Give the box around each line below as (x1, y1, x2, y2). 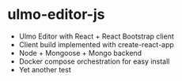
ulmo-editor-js (7, 6, 105, 24)
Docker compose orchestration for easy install (18, 57, 170, 66)
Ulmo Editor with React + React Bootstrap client (18, 31, 175, 41)
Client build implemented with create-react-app (18, 39, 175, 49)
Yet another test (18, 64, 72, 74)
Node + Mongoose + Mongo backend (18, 48, 142, 57)
